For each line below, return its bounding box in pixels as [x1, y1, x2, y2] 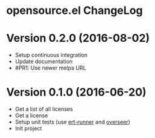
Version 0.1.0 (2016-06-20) [6, 85, 147, 99]
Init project [15, 125, 42, 132]
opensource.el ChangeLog [6, 4, 143, 18]
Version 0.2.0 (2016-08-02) [6, 31, 150, 45]
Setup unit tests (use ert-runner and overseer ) [15, 119, 131, 126]
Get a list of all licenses [15, 105, 73, 113]
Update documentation [15, 58, 73, 65]
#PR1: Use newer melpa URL [15, 64, 87, 71]
